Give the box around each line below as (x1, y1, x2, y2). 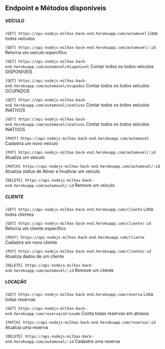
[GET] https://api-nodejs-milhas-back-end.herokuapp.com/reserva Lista (5, 291, 153, 297)
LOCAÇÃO (5, 279, 27, 284)
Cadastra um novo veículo (5, 140, 58, 146)
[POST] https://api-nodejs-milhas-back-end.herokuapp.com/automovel (5, 136, 149, 141)
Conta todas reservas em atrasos (81, 310, 149, 317)
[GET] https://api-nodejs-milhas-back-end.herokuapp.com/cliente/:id (5, 221, 152, 226)
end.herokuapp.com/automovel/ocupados (5, 84, 85, 89)
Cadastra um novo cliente (5, 239, 58, 245)
